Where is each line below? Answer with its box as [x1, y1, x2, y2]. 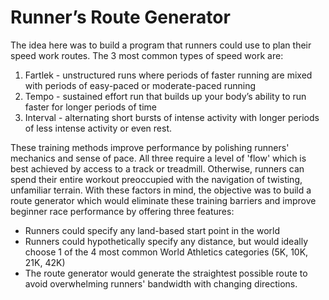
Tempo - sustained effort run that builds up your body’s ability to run [24, 90, 307, 102]
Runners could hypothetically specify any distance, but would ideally [24, 235, 308, 247]
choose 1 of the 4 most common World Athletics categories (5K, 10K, [24, 246, 309, 258]
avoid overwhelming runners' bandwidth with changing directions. [24, 277, 298, 290]
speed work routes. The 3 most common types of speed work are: [10, 49, 284, 61]
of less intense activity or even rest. [24, 122, 173, 134]
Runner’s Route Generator [10, 6, 231, 29]
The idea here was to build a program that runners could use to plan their [10, 39, 312, 51]
